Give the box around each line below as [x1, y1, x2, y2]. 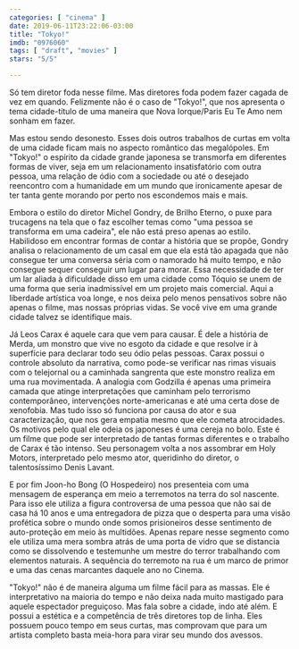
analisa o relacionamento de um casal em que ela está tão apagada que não [9, 245, 289, 256]
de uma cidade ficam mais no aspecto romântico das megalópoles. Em [9, 142, 270, 153]
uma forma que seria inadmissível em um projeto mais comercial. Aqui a [9, 283, 274, 293]
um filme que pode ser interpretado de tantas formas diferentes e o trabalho [9, 434, 290, 443]
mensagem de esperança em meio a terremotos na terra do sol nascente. [9, 489, 279, 499]
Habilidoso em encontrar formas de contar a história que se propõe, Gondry [9, 236, 289, 246]
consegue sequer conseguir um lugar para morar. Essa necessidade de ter [9, 265, 284, 274]
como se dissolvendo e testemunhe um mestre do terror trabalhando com [9, 546, 281, 556]
